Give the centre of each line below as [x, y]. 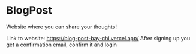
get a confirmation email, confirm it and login [62, 45]
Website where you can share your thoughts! [61, 27]
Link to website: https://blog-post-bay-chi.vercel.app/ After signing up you [98, 38]
